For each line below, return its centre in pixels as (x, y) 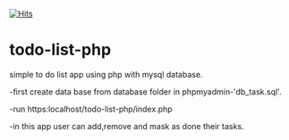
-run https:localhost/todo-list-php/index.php (91, 109)
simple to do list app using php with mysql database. (106, 74)
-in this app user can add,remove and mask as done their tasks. (127, 126)
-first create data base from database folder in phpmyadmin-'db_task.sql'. (145, 91)
